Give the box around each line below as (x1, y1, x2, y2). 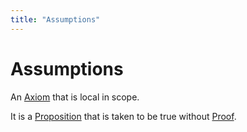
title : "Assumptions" (10, 14, 101, 25)
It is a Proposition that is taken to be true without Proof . (10, 110, 237, 122)
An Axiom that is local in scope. (10, 91, 140, 103)
